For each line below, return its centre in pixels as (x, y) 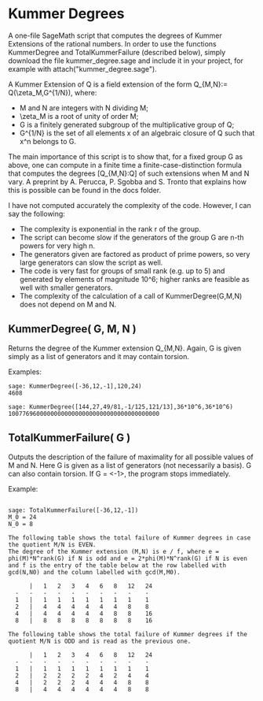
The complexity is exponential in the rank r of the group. (110, 228)
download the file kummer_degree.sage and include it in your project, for (126, 61)
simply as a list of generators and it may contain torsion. (99, 356)
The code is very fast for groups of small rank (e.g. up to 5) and (122, 271)
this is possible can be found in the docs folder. (85, 190)
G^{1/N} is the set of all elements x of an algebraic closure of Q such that (137, 133)
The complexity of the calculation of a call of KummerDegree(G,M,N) (131, 295)
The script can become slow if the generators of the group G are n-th (131, 237)
